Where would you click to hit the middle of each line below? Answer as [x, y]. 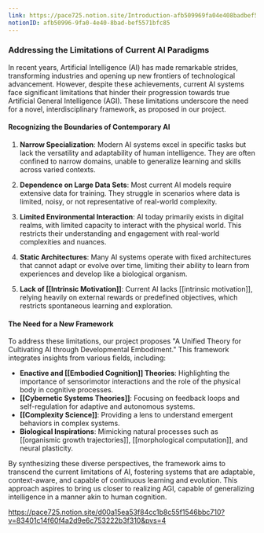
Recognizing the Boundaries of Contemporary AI [89, 127]
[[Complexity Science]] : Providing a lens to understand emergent [126, 415]
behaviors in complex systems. [70, 423]
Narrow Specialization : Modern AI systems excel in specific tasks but [133, 145]
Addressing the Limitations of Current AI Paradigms [109, 50]
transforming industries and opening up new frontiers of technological [122, 75]
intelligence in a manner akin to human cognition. [88, 497]
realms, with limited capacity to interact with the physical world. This [130, 225]
